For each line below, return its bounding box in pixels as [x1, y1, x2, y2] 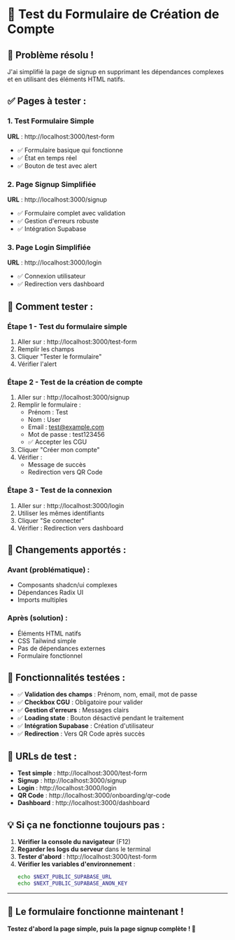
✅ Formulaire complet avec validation [17, 209, 126, 217]
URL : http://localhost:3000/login [7, 258, 102, 267]
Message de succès [27, 461, 86, 469]
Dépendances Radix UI [17, 588, 84, 597]
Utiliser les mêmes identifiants [17, 509, 105, 517]
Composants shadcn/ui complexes [17, 581, 117, 589]
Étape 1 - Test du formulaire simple [7, 321, 128, 331]
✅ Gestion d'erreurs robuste [17, 216, 99, 225]
